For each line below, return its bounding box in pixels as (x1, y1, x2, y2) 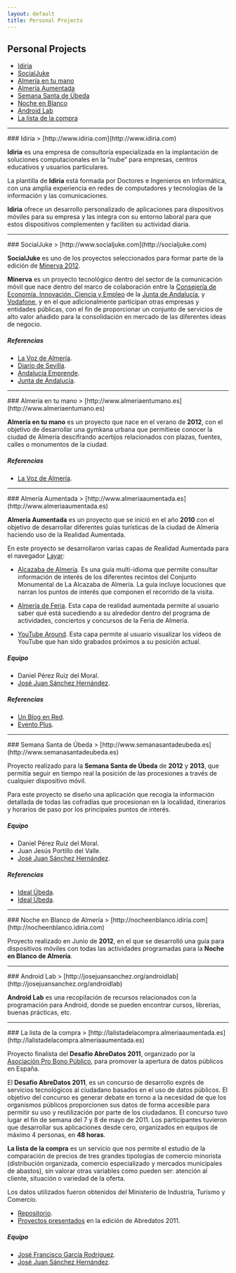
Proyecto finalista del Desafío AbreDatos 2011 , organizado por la (7, 1050, 195, 1058)
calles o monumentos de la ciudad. (7, 440, 109, 449)
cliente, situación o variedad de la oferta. (7, 1174, 126, 1183)
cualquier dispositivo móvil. (7, 776, 86, 785)
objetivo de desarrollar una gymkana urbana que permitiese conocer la (7, 426, 213, 434)
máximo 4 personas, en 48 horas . (7, 1131, 106, 1139)
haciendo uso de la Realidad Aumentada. (7, 530, 126, 539)
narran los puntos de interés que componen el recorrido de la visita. (17, 588, 214, 596)
